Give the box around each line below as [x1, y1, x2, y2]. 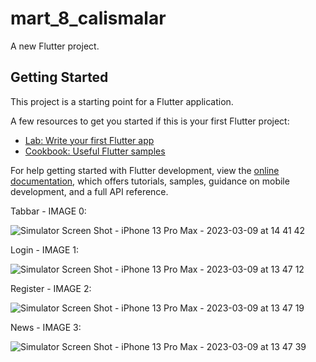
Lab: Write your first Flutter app [24, 134, 155, 146]
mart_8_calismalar [10, 7, 167, 30]
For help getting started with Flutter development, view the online [10, 164, 280, 176]
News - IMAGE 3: [10, 321, 82, 333]
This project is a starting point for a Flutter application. [10, 95, 234, 107]
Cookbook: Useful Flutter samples [24, 145, 166, 157]
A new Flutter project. [10, 40, 100, 52]
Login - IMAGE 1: [10, 243, 79, 256]
